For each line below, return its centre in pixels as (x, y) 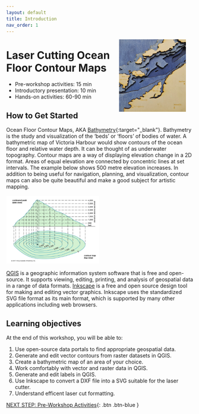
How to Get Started (42, 116)
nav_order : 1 (22, 25)
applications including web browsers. (52, 305)
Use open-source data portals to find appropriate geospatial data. (95, 349)
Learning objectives (44, 323)
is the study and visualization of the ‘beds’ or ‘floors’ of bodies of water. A (97, 136)
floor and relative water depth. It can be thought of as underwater (86, 149)
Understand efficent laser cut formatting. (65, 394)
